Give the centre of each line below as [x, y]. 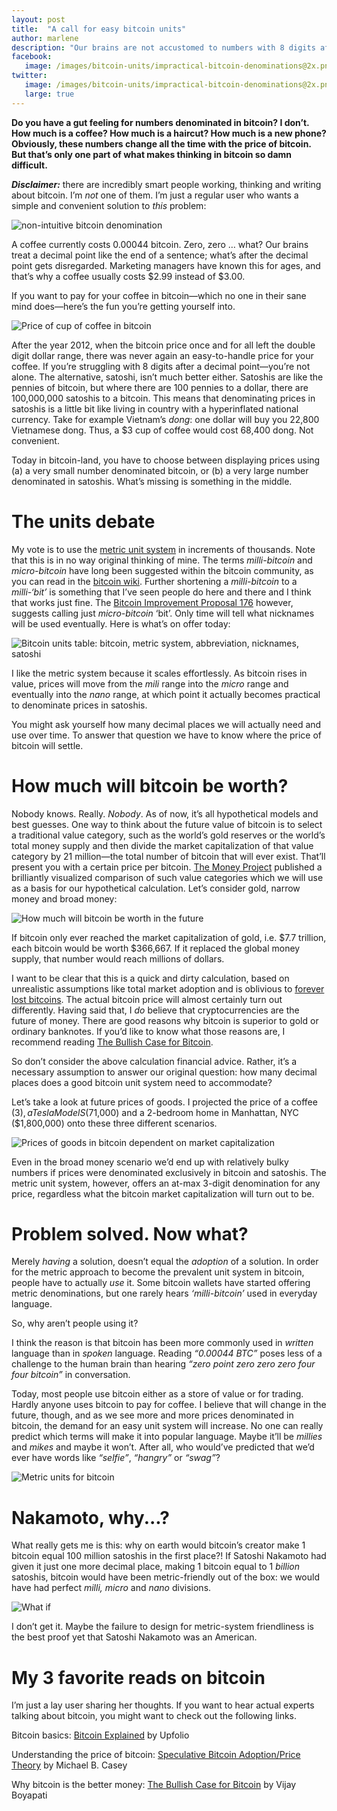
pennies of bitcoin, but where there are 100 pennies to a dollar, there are [160, 387]
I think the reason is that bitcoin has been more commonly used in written [162, 1343]
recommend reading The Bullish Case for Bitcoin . [112, 1042]
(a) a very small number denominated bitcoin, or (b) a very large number [160, 470]
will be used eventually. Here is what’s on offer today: [121, 623]
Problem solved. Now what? [130, 1233]
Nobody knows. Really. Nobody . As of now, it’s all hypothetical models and [165, 813]
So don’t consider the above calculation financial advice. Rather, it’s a [154, 1061]
